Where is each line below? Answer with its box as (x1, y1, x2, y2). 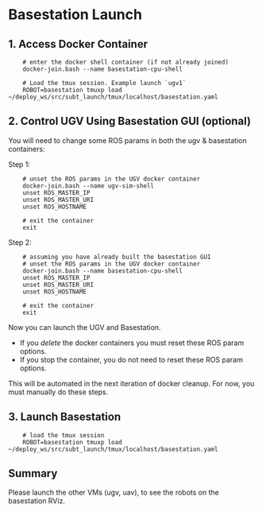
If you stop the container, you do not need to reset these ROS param (19, 355, 244, 364)
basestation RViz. (8, 496, 66, 506)
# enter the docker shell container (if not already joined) (22, 58, 229, 66)
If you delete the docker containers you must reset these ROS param (19, 338, 245, 347)
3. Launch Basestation (8, 410, 121, 424)
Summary (8, 467, 58, 480)
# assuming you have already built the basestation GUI (22, 253, 212, 261)
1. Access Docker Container (8, 37, 148, 51)
